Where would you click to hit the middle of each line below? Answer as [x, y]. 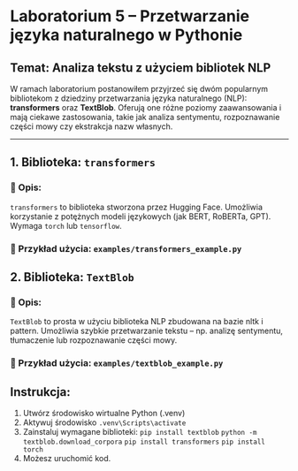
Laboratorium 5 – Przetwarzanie [130, 16]
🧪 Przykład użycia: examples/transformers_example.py [126, 248]
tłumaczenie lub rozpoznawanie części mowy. [94, 340]
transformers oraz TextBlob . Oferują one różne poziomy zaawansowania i [146, 107]
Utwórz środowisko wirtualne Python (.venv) [104, 414]
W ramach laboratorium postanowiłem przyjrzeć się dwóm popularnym [139, 89]
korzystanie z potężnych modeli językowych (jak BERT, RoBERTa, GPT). [141, 216]
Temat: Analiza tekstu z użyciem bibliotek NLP [141, 68]
